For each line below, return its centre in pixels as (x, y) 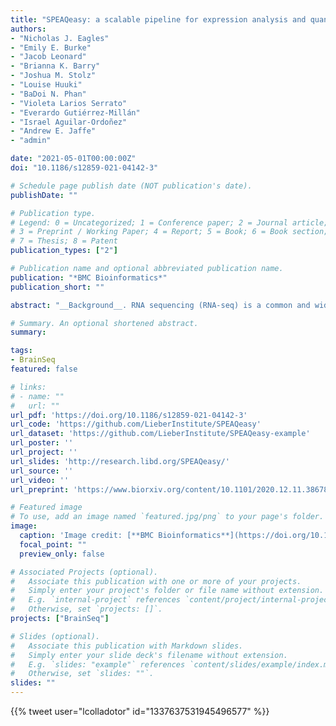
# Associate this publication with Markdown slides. (127, 646)
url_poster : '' (42, 443)
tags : (21, 351)
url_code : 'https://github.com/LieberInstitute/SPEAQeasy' (136, 424)
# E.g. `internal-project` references (96, 600)
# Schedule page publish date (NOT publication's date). (131, 186)
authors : (28, 29)
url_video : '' (40, 480)
